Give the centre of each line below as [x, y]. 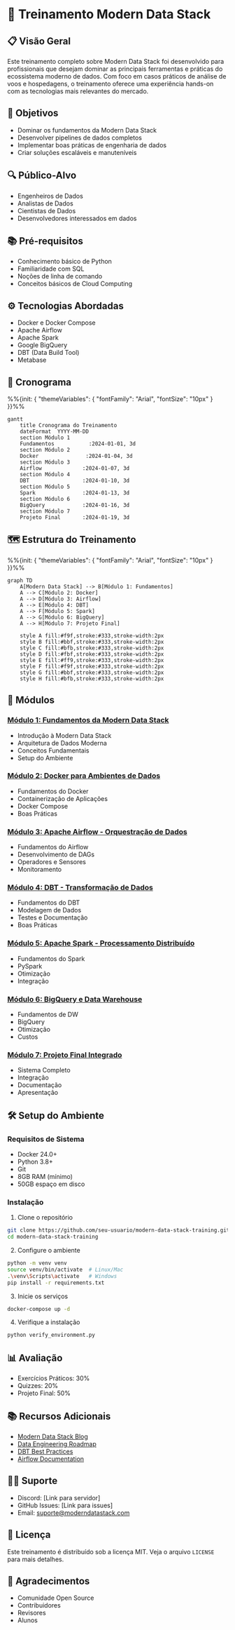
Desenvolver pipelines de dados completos [79, 137]
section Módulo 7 [45, 511]
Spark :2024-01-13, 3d [75, 493]
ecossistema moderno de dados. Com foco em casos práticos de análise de [117, 76]
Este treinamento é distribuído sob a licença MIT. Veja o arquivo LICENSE [111, 1551]
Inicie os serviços [43, 1296]
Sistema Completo [44, 1070]
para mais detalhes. [36, 1559]
